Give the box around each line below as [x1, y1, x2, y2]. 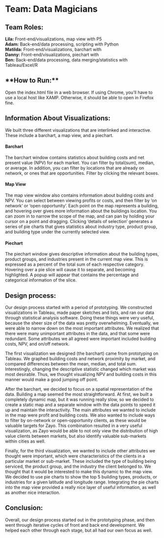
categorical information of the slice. [5, 277, 77, 283]
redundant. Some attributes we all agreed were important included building [5, 336, 157, 342]
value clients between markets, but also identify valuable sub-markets [5, 433, 147, 439]
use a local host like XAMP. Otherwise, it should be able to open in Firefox [5, 94, 154, 100]
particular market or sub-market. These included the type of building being [5, 458, 157, 464]
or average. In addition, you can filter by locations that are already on [5, 165, 144, 170]
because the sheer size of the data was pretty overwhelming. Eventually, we [5, 320, 159, 326]
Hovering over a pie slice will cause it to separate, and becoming [5, 267, 136, 273]
